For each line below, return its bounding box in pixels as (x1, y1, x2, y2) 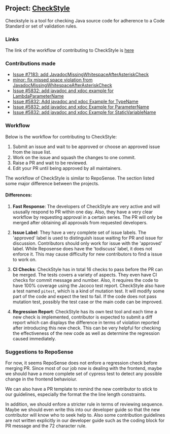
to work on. (12, 256, 37, 263)
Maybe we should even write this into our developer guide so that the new (5, 407, 160, 413)
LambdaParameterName (12, 93, 64, 99)
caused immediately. (12, 335, 56, 341)
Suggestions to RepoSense (5, 348, 74, 355)
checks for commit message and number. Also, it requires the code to (12, 277, 159, 283)
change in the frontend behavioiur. (5, 376, 78, 382)
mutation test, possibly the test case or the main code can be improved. (12, 299, 163, 305)
